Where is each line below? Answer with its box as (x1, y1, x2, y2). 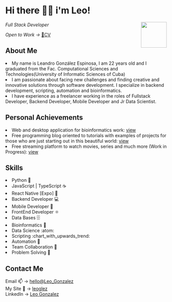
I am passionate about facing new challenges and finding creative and (12, 77, 160, 83)
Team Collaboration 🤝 (12, 244, 57, 250)
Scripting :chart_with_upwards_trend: (12, 233, 90, 239)
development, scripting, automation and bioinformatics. (5, 87, 122, 93)
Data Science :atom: (12, 228, 55, 234)
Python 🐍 (12, 177, 31, 183)
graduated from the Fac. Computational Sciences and (5, 65, 119, 71)
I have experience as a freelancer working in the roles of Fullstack (12, 92, 151, 99)
